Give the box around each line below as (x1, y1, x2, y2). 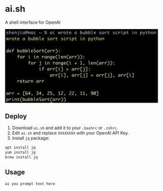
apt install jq (5, 145, 36, 150)
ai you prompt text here (5, 181, 55, 187)
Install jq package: (12, 135, 49, 141)
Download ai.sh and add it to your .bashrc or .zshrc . (12, 125, 118, 131)
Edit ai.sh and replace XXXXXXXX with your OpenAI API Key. (12, 130, 129, 136)
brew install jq (5, 155, 38, 160)
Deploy (5, 112, 27, 120)
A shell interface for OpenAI (5, 19, 61, 25)
